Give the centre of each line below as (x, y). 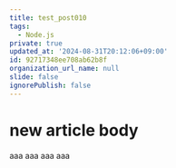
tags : (20, 26)
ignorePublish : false (50, 85)
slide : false (34, 77)
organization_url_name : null (64, 69)
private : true (36, 43)
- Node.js (36, 35)
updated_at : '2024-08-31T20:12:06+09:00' (89, 52)
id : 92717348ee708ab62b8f (58, 60)
